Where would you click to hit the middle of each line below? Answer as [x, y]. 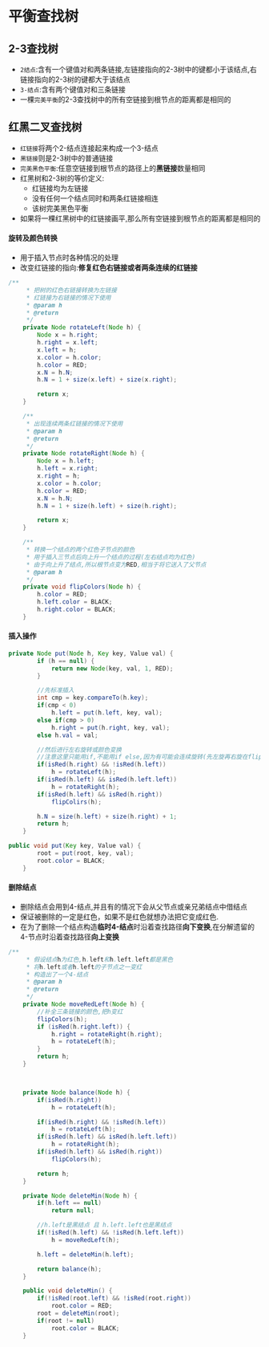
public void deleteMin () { [68, 1291]
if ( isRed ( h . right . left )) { [84, 1027]
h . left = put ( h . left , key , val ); [106, 713]
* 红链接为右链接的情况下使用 [68, 298]
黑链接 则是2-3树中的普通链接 [66, 158]
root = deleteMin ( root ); [78, 1313]
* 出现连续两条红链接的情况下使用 [74, 423]
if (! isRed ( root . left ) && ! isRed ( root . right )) [114, 1298]
